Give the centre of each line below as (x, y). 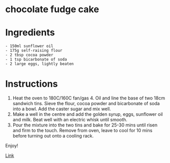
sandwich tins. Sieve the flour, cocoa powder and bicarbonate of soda (86, 104)
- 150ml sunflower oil (29, 46)
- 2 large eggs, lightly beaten (39, 64)
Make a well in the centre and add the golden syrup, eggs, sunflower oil (88, 114)
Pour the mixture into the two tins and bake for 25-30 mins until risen (85, 125)
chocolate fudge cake (52, 9)
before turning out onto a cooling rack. (53, 136)
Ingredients (30, 33)
